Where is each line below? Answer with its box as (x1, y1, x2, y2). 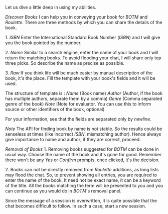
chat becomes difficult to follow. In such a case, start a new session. (5, 203, 146, 209)
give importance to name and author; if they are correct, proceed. (5, 137, 141, 142)
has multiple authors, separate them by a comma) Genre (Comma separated (5, 95, 162, 101)
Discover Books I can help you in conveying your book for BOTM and (5, 14, 148, 20)
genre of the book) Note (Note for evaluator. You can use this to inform (5, 101, 151, 107)
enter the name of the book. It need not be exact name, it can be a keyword (5, 177, 161, 183)
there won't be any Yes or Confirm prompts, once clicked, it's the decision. (5, 157, 160, 163)
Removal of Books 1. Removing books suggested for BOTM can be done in (5, 146, 159, 152)
